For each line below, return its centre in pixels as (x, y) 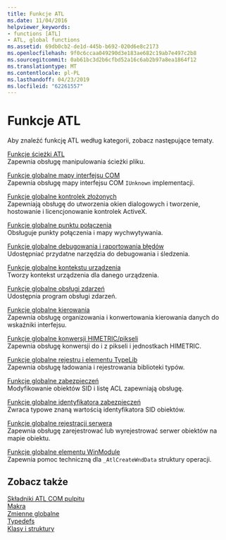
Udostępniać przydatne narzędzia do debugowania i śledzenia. (99, 254)
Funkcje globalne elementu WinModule (64, 452)
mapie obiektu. (29, 438)
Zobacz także (38, 482)
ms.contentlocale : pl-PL (44, 73)
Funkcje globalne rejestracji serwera (60, 424)
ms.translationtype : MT (42, 66)
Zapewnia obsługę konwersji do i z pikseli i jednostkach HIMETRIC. (105, 346)
